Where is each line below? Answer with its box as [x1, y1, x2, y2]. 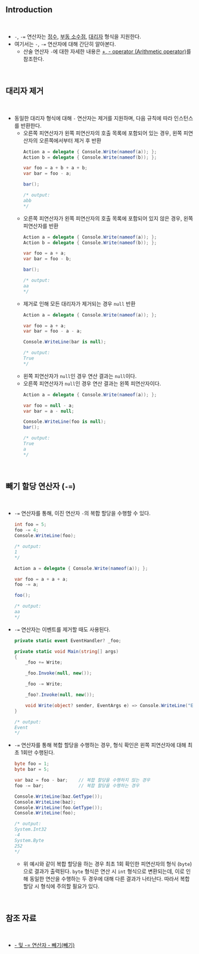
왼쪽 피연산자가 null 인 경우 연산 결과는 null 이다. [23, 372, 137, 379]
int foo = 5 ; [14, 522, 47, 528]
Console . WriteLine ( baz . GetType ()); [14, 793, 103, 800]
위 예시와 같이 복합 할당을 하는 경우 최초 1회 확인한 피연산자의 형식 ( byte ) [23, 860, 192, 867]
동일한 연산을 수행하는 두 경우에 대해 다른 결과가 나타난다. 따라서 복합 [29, 875, 190, 882]
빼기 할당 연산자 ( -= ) [5, 481, 76, 491]
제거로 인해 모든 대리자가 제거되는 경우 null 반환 [23, 300, 136, 307]
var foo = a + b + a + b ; [23, 165, 88, 171]
